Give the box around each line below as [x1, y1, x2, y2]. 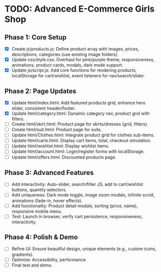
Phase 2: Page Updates [4, 87, 76, 95]
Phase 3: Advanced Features [4, 168, 94, 177]
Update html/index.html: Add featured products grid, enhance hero [11, 100, 146, 106]
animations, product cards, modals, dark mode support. [11, 62, 124, 68]
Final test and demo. [11, 262, 53, 268]
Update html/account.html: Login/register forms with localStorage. [11, 148, 144, 154]
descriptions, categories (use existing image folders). [11, 52, 119, 57]
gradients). [11, 252, 34, 257]
